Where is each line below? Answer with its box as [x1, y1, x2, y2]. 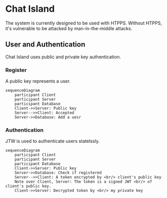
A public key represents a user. [5, 78, 71, 84]
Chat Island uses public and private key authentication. [5, 54, 121, 60]
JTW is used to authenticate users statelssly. [5, 138, 100, 144]
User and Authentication [5, 40, 86, 49]
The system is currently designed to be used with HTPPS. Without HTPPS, [5, 20, 162, 26]
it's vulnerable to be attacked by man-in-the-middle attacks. [5, 25, 132, 31]
